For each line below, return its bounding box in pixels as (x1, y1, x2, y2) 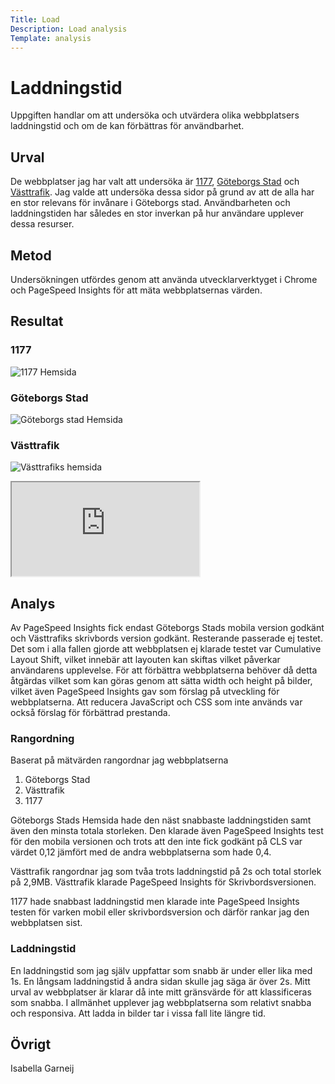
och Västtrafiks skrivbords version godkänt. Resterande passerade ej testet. (10, 632, 323, 645)
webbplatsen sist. (10, 917, 83, 929)
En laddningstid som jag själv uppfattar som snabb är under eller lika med (10, 964, 313, 976)
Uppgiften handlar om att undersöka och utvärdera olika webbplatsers (10, 109, 300, 121)
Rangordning (10, 731, 75, 745)
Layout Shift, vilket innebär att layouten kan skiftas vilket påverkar (10, 654, 281, 666)
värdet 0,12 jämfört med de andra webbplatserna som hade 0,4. (10, 846, 272, 858)
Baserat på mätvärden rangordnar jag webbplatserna (10, 754, 229, 766)
